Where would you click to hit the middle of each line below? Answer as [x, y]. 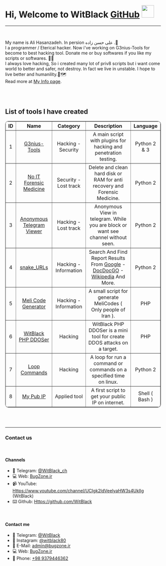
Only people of [108, 310]
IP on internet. [108, 403]
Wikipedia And [108, 277]
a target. [108, 349]
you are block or [108, 225]
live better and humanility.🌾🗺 [36, 74]
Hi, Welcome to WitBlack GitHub [72, 15]
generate [108, 297]
